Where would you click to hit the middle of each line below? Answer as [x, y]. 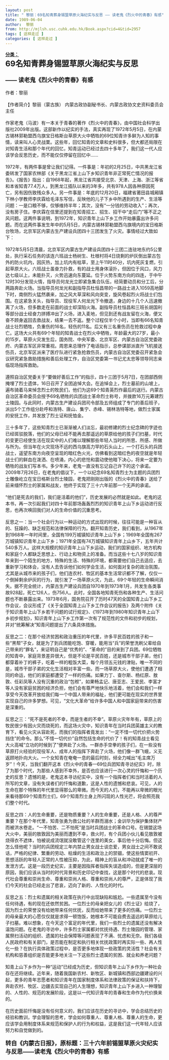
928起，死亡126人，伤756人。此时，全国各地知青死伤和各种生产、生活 [84, 592]
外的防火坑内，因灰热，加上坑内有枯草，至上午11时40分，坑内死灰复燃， [82, 262]
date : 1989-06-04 [24, 20]
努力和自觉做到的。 [26, 1030]
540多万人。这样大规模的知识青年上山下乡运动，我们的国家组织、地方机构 [84, 547]
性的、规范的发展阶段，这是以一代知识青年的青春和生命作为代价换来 [90, 992]
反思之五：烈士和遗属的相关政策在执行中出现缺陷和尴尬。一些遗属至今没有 [84, 897]
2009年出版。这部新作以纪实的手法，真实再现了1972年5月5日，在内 [86, 129]
